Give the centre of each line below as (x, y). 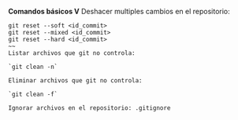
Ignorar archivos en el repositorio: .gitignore (89, 108)
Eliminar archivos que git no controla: (76, 81)
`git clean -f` (33, 94)
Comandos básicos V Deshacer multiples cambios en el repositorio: (119, 11)
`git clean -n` (33, 67)
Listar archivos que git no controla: (72, 53)
